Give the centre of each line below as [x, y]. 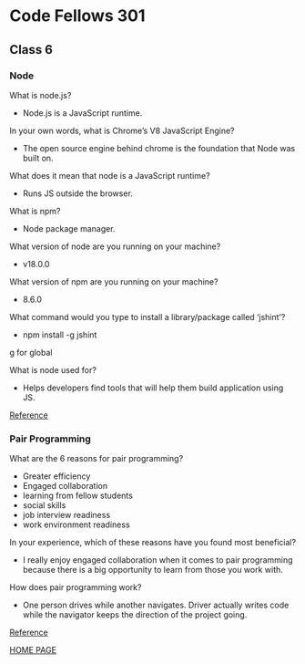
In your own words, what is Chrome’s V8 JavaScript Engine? [122, 130]
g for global [31, 352]
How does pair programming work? [76, 587]
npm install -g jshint [60, 335]
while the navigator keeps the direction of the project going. [135, 615]
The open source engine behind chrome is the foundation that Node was [159, 148]
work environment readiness [76, 524]
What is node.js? [41, 95]
